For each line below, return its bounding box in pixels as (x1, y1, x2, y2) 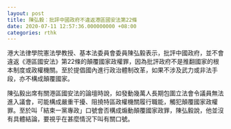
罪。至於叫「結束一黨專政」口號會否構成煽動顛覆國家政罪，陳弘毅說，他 (7, 106, 212, 115)
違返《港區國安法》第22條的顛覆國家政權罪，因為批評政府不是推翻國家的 (7, 58, 214, 66)
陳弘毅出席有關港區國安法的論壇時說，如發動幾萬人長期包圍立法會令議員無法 (7, 89, 224, 97)
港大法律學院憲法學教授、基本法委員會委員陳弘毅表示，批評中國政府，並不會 (7, 49, 224, 57)
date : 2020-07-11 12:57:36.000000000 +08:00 (7, 23, 137, 30)
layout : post (7, 10, 45, 17)
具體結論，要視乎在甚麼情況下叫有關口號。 (12, 115, 134, 124)
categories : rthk (7, 29, 57, 36)
